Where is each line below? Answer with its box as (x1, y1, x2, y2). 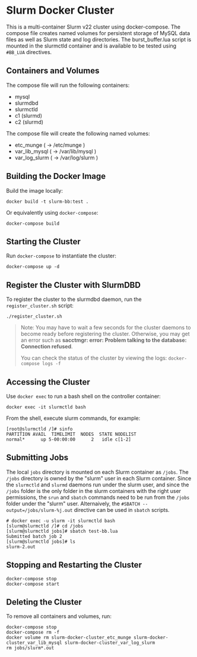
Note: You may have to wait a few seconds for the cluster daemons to (20, 324, 191, 331)
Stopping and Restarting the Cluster (6, 560, 142, 570)
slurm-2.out (6, 543, 36, 550)
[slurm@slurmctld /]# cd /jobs (6, 523, 84, 529)
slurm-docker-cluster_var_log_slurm (64, 640, 155, 646)
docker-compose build (6, 221, 60, 227)
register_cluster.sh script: (6, 302, 74, 309)
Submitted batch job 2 (6, 533, 62, 539)
